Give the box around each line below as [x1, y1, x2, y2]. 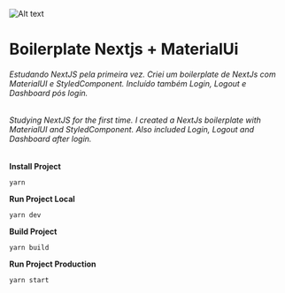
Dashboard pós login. [9, 87, 89, 98]
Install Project [9, 162, 62, 171]
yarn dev [9, 211, 42, 220]
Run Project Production [9, 259, 96, 269]
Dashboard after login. [9, 133, 92, 145]
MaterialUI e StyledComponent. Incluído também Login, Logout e [9, 78, 247, 88]
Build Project [9, 226, 58, 237]
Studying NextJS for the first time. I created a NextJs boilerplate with [9, 115, 261, 125]
